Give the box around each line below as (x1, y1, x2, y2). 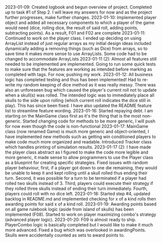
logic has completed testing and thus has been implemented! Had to (5, 77, 142, 82)
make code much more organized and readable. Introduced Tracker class (5, 139, 152, 144)
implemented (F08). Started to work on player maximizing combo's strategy (5, 212, 157, 217)
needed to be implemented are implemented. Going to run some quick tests (5, 61, 156, 67)
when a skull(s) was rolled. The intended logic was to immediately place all (5, 92, 154, 98)
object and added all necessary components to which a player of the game (5, 20, 155, 25)
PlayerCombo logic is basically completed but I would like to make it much (5, 222, 153, 227)
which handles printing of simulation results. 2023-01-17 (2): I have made (5, 144, 151, 150)
